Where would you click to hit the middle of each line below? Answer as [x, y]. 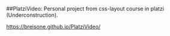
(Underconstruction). [32, 15]
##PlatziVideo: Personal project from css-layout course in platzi [85, 9]
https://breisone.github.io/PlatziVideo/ [53, 27]
